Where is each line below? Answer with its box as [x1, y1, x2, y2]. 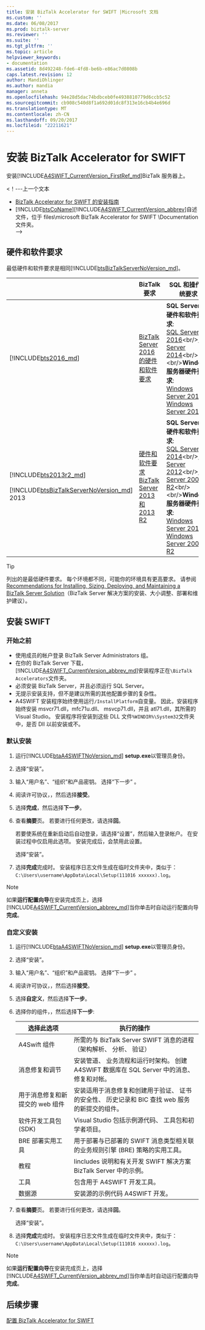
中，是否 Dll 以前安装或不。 [15, 720, 84, 728]
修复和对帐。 [74, 1075, 111, 1083]
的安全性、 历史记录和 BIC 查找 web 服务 [74, 1095, 190, 1104]
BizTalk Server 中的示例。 [74, 1166, 148, 1175]
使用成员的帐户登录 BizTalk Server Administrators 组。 [15, 651, 152, 659]
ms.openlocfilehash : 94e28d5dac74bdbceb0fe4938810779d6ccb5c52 [6, 94, 171, 100]
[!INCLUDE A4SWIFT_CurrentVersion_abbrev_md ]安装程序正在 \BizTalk [15, 667, 192, 674]
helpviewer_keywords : [6, 54, 62, 60]
